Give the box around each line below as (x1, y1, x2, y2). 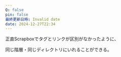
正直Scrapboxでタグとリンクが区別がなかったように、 (5, 36, 119, 42)
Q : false (5, 7, 24, 13)
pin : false (5, 12, 28, 17)
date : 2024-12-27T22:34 (5, 21, 56, 27)
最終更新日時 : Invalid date (5, 17, 60, 22)
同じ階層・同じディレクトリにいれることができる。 (5, 46, 112, 53)
